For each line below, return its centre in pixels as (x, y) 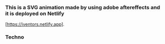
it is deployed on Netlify (35, 13)
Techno (15, 37)
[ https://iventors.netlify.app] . (35, 24)
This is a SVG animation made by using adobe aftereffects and (83, 7)
